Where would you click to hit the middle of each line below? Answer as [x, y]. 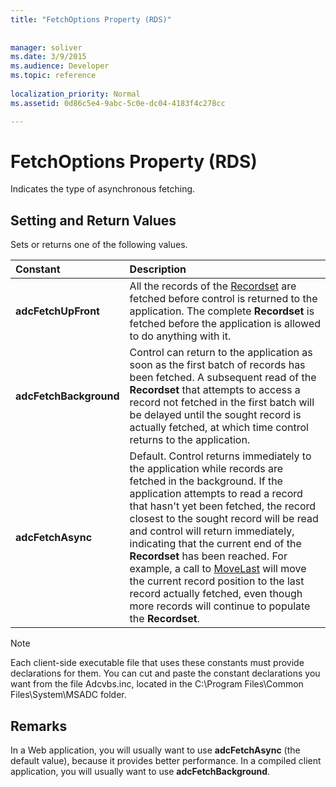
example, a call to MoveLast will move [218, 569]
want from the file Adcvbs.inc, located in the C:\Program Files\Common [157, 684]
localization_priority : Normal [75, 94]
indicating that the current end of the [215, 544]
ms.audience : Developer [60, 66]
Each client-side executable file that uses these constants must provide [157, 663]
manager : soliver [46, 47]
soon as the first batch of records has [217, 365]
